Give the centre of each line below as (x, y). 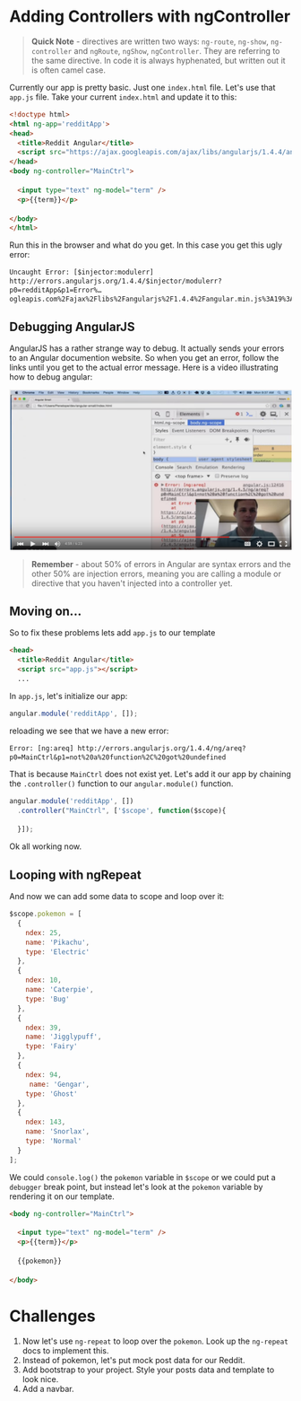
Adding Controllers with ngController (150, 17)
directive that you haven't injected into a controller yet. (132, 583)
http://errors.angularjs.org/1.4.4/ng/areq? (162, 748)
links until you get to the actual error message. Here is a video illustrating (144, 368)
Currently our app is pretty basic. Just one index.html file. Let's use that (142, 87)
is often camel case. (68, 70)
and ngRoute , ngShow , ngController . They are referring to (177, 50)
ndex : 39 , (44, 1028)
